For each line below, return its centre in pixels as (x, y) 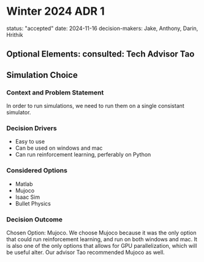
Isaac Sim (28, 197)
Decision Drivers (32, 128)
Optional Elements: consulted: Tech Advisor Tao (100, 54)
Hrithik (15, 34)
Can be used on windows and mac (59, 148)
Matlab (24, 184)
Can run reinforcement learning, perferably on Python (83, 155)
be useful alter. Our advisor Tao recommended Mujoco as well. (86, 252)
